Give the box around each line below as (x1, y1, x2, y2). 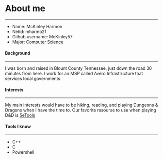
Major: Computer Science (12, 39, 64, 45)
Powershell (12, 149, 35, 155)
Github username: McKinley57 (12, 33, 73, 39)
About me (5, 3, 46, 14)
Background (5, 50, 31, 56)
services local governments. (5, 76, 62, 81)
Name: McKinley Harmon (12, 23, 63, 29)
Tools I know (5, 123, 31, 129)
